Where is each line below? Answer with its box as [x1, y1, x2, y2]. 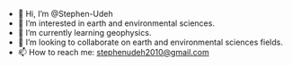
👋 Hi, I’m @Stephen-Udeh [17, 9, 114, 19]
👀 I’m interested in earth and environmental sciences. [17, 18, 216, 29]
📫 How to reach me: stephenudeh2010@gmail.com [17, 47, 209, 57]
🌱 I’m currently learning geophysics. [17, 28, 152, 37]
